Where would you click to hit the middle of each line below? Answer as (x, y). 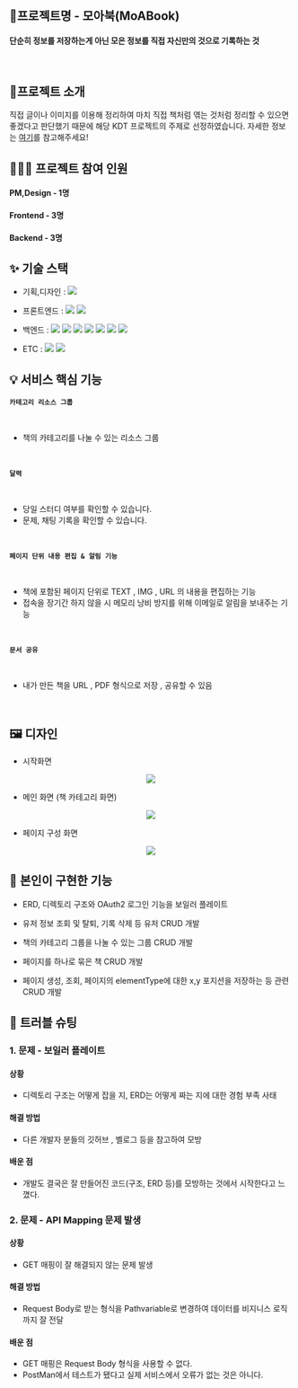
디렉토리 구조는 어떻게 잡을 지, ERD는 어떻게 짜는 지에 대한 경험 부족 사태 (149, 1095)
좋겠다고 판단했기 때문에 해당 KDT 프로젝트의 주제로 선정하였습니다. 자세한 (139, 126)
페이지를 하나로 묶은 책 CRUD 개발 (83, 961)
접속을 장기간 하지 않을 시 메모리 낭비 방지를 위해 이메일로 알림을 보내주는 (150, 603)
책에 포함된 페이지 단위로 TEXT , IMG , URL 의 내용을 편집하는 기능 (139, 592)
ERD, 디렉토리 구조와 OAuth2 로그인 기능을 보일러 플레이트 (125, 904)
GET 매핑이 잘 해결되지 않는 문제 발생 (88, 1264)
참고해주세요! (66, 137)
